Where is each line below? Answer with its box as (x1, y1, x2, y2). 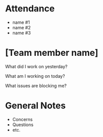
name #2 (12, 24, 31, 30)
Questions (12, 122, 34, 128)
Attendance (5, 3, 55, 14)
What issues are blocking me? (5, 83, 67, 89)
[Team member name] (5, 47, 99, 58)
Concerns (12, 116, 33, 122)
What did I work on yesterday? (5, 63, 68, 69)
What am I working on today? (5, 73, 65, 79)
